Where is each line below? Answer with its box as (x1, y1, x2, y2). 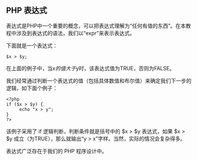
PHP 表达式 (6, 5, 47, 16)
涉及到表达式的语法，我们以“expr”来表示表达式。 (16, 29, 135, 36)
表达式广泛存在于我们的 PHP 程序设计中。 (6, 147, 108, 154)
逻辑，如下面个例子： (6, 84, 58, 91)
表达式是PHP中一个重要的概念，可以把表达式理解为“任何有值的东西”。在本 (6, 22, 186, 29)
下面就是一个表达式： (6, 42, 58, 49)
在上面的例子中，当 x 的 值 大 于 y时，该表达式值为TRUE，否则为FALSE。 (6, 64, 175, 72)
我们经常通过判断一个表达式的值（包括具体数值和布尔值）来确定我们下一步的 (6, 77, 192, 84)
